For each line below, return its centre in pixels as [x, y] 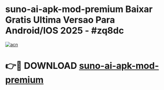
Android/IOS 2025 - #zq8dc [65, 31]
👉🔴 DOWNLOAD [41, 66]
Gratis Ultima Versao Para [60, 20]
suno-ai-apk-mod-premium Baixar [79, 9]
